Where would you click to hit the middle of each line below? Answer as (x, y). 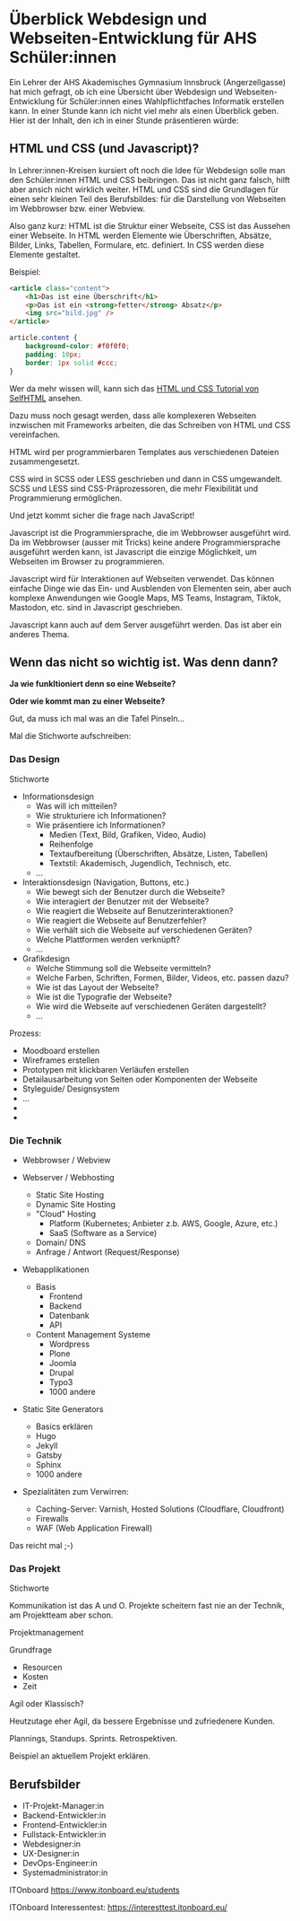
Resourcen (42, 1667)
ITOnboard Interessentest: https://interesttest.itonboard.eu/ (119, 1908)
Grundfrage (30, 1650)
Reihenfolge (71, 844)
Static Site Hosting (70, 1195)
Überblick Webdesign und (108, 19)
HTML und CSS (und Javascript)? (104, 149)
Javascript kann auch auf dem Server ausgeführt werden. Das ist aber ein (146, 625)
